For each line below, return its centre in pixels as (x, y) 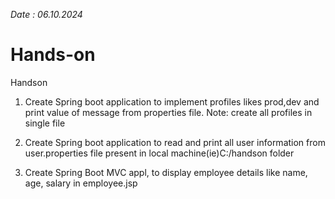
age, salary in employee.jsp (81, 183)
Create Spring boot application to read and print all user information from (175, 142)
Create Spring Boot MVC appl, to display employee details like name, (166, 172)
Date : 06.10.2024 (46, 14)
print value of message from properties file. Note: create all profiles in (168, 112)
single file (45, 123)
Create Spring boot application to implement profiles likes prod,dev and (172, 101)
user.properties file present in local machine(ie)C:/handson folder (159, 153)
